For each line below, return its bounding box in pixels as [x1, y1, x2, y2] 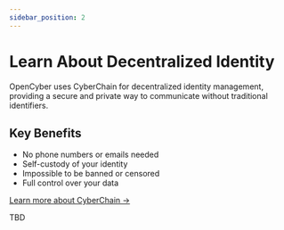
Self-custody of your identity [21, 159, 128, 169]
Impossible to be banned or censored [21, 168, 160, 179]
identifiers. [9, 100, 49, 111]
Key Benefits [9, 126, 82, 141]
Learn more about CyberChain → [9, 195, 131, 206]
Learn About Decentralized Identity [9, 51, 275, 71]
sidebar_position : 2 [9, 12, 86, 22]
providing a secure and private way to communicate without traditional [9, 90, 269, 101]
